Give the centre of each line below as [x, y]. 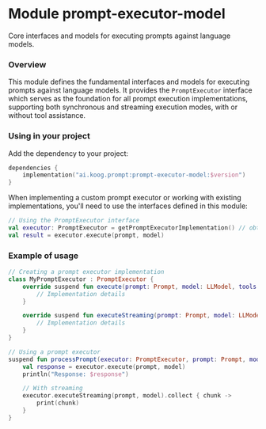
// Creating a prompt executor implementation [86, 272]
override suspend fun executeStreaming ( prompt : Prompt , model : [129, 316]
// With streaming [53, 389]
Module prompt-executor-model [117, 14]
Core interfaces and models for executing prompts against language [120, 36]
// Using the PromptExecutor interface [74, 221]
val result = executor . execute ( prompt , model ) [86, 235]
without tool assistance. [47, 116]
